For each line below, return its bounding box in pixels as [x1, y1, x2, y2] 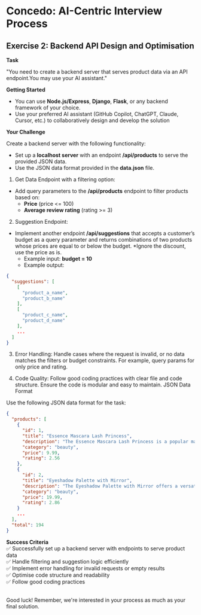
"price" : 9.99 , [22, 450, 60, 456]
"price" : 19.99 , [22, 494, 63, 500]
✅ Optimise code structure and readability [6, 571, 110, 579]
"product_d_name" [22, 318, 66, 324]
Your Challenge [6, 129, 46, 135]
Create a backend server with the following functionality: [6, 140, 146, 147]
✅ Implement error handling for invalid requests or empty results [6, 564, 165, 572]
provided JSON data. [14, 158, 67, 165]
